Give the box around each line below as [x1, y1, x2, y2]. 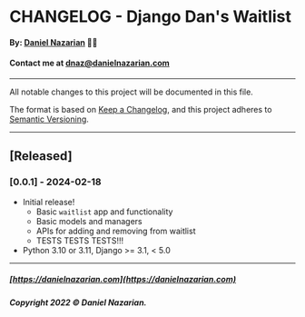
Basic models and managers [35, 215, 143, 226]
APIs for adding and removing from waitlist [35, 225, 196, 236]
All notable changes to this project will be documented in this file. [9, 86, 254, 97]
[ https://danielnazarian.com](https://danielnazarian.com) [9, 274, 237, 285]
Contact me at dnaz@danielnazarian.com [9, 57, 170, 69]
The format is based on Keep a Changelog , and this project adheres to [9, 104, 272, 114]
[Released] [9, 148, 73, 164]
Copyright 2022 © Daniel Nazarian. [9, 297, 147, 308]
